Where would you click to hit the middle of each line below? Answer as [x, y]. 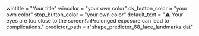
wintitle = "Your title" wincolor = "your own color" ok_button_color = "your [97, 8]
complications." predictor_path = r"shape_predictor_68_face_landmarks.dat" [100, 27]
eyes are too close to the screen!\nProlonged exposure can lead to [88, 21]
